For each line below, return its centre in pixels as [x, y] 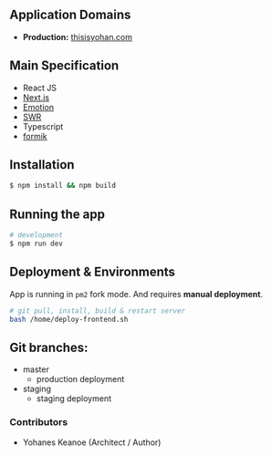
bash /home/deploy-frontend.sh [69, 319]
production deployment [80, 379]
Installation [42, 165]
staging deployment [74, 399]
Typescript [43, 126]
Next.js [36, 97]
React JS [40, 88]
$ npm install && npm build [63, 186]
